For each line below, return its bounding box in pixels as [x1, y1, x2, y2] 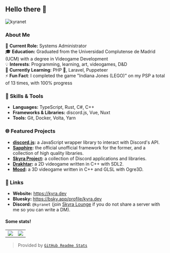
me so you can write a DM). [12, 207, 71, 212]
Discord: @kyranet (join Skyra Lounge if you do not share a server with [12, 201, 160, 207]
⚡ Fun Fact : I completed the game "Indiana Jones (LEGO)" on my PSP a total [5, 73, 165, 79]
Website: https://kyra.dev [12, 191, 67, 196]
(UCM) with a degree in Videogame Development [5, 56, 108, 62]
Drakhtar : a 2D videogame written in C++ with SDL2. [12, 161, 124, 167]
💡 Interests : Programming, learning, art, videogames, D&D [5, 61, 128, 68]
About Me [5, 31, 30, 38]
